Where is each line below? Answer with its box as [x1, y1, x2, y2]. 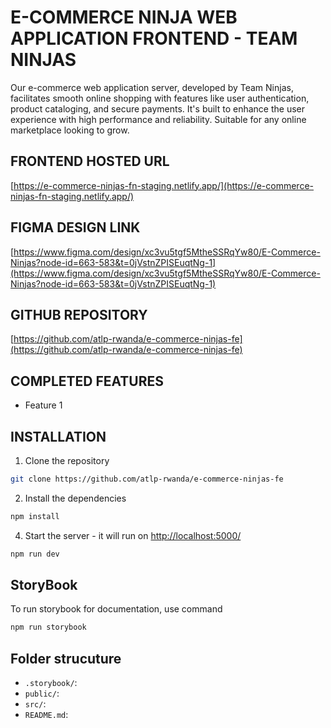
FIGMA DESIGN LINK [10, 219, 141, 236]
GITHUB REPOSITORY [10, 306, 148, 323]
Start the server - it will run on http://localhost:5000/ [24, 529, 242, 541]
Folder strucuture [10, 650, 122, 667]
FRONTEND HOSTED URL [10, 153, 170, 170]
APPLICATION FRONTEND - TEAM [10, 27, 298, 50]
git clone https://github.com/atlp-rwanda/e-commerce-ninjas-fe [10, 474, 284, 484]
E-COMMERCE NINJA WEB [10, 6, 238, 29]
